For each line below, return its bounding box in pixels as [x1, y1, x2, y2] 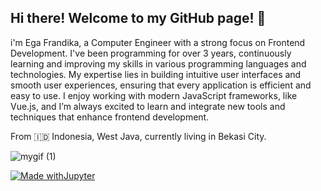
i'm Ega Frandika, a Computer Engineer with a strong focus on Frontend [10, 36, 306, 48]
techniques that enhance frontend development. [10, 111, 210, 123]
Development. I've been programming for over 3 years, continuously [10, 47, 292, 59]
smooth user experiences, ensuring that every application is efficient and [10, 79, 312, 91]
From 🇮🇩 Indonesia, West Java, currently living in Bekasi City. [10, 130, 267, 142]
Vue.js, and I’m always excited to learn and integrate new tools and [10, 100, 286, 112]
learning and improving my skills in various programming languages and [10, 57, 307, 70]
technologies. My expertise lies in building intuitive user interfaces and [10, 68, 302, 80]
